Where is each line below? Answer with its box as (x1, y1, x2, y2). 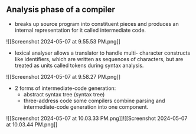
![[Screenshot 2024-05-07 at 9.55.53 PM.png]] (6, 38, 121, 45)
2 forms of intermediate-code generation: (14, 85, 116, 92)
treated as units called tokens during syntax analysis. (14, 62, 144, 69)
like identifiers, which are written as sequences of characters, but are (14, 55, 184, 62)
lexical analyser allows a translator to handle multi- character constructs (14, 49, 191, 56)
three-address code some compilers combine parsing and (23, 97, 165, 104)
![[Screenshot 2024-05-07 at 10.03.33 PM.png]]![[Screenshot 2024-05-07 (6, 115, 188, 122)
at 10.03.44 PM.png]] (6, 120, 58, 128)
